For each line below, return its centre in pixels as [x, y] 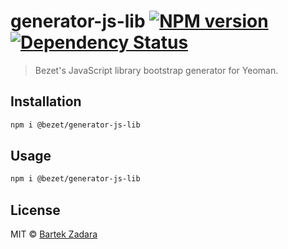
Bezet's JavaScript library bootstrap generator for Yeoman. [156, 70]
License [35, 210]
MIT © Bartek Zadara [54, 234]
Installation [46, 101]
